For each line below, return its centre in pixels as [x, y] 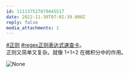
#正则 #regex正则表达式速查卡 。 [45, 45]
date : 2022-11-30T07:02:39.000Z [46, 17]
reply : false [22, 22]
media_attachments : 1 [33, 28]
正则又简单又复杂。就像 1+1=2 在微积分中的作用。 [66, 53]
